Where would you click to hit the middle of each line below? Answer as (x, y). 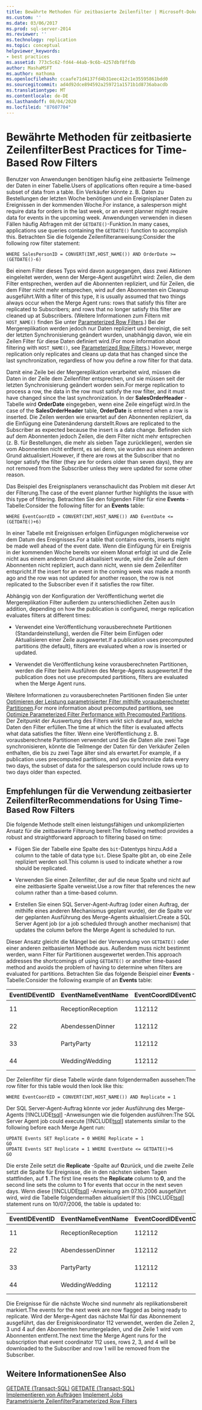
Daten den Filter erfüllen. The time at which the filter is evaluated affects (95, 727)
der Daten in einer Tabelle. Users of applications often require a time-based (99, 186)
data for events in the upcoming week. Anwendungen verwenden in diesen (99, 218)
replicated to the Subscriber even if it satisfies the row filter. (80, 584)
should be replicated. (41, 868)
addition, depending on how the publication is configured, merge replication (100, 609)
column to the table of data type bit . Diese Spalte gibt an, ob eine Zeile (103, 855)
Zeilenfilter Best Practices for (80, 150)
